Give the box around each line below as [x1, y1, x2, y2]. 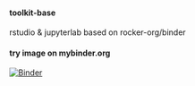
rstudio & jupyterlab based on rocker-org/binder [9, 27, 186, 38]
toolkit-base [9, 7, 56, 18]
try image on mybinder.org [9, 47, 111, 58]
